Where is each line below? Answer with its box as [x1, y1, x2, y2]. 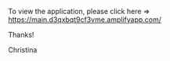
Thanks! [8, 30, 34, 39]
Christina [8, 45, 38, 54]
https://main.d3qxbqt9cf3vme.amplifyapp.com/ [8, 15, 162, 24]
